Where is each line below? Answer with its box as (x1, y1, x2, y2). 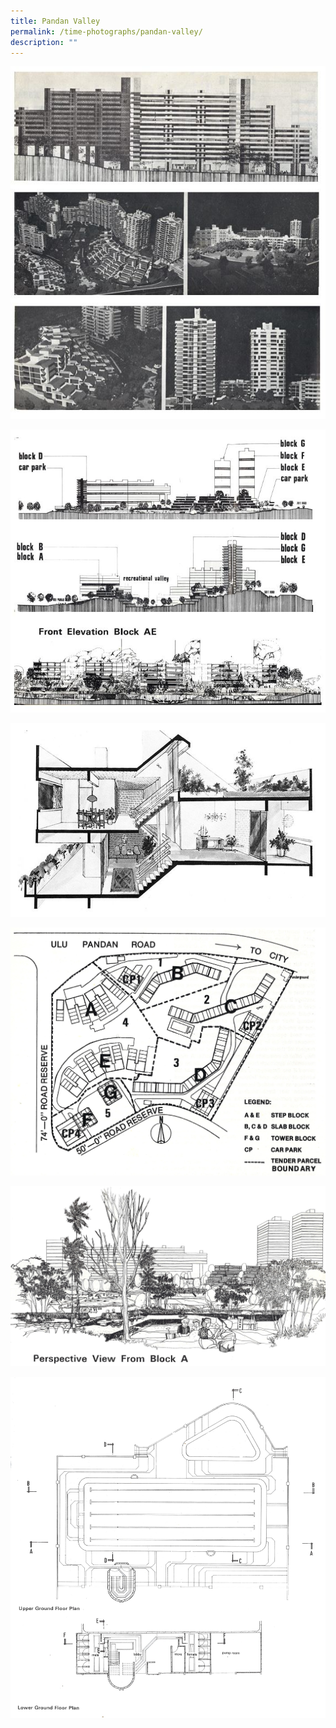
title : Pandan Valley (10, 16, 101, 26)
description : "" (10, 37, 78, 47)
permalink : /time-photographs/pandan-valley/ (10, 26, 203, 37)
